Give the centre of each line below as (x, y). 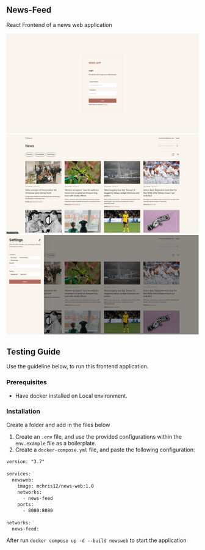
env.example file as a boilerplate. (56, 443)
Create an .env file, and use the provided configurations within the (98, 436)
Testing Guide (34, 351)
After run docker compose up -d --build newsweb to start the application (96, 540)
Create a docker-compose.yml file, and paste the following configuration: (105, 450)
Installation (23, 411)
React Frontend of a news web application (59, 24)
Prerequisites (27, 382)
